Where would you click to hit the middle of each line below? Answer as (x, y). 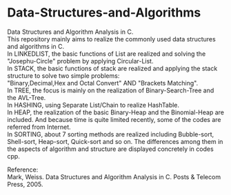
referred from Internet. (39, 127)
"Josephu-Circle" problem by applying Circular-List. (80, 61)
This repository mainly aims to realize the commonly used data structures (111, 39)
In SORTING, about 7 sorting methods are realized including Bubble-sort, (111, 134)
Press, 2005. (25, 184)
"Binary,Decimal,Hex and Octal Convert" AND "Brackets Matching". (103, 83)
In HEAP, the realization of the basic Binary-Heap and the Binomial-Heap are (115, 112)
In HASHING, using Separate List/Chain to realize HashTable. (93, 105)
